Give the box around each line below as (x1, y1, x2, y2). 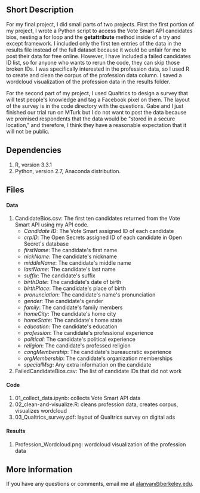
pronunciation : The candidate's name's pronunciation (23, 291, 156, 298)
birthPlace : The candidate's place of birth (23, 285, 127, 292)
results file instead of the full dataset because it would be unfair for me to (6, 46, 187, 53)
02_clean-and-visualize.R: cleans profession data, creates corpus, (14, 401, 179, 408)
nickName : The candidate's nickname (23, 253, 118, 260)
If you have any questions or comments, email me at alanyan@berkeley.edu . (6, 480, 194, 488)
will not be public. (6, 128, 50, 135)
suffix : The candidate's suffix (23, 272, 96, 279)
